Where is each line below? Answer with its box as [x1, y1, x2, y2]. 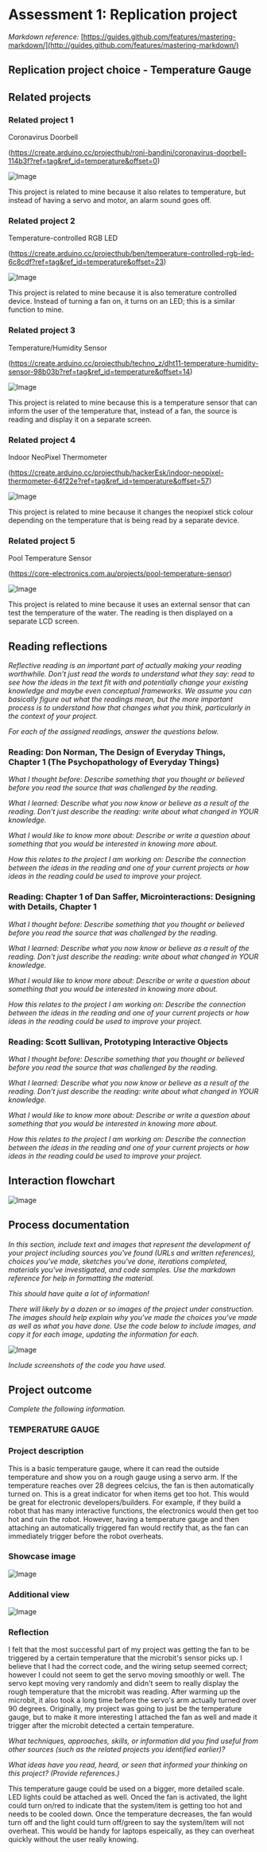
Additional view [8, 1589, 70, 1600]
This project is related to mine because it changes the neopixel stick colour [8, 507, 254, 516]
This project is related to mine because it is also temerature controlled [8, 288, 237, 297]
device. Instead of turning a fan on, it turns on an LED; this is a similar [8, 297, 236, 306]
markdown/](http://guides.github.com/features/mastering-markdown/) [8, 40, 239, 49]
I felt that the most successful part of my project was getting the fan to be [8, 1644, 250, 1655]
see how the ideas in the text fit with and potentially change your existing [8, 678, 249, 687]
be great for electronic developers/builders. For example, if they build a [8, 1497, 242, 1507]
